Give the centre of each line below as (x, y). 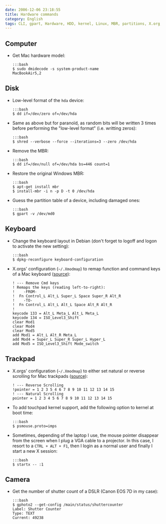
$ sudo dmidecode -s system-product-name (55, 69)
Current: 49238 (28, 518)
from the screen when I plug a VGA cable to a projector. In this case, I (83, 440)
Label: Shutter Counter (37, 509)
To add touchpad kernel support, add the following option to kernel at (83, 407)
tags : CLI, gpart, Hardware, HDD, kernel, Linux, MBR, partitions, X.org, (84, 24)
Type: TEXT (23, 514)
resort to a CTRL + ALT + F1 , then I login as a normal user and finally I (83, 446)
